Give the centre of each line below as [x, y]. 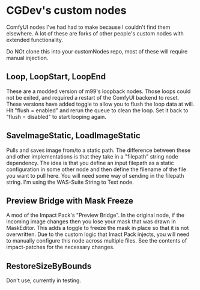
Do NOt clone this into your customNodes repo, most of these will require [97, 51]
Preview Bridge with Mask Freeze [70, 201]
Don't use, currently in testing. [44, 280]
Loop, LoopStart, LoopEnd [56, 77]
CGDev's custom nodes [67, 11]
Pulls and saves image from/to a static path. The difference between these [98, 150]
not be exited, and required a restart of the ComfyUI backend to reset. [93, 97]
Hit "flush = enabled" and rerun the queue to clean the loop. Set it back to [97, 110]
